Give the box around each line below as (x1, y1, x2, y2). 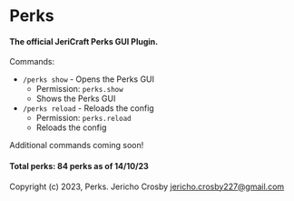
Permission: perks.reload (35, 113, 132, 124)
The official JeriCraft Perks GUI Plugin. (9, 35, 159, 46)
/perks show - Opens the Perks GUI (22, 74, 155, 85)
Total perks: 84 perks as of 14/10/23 (9, 160, 150, 171)
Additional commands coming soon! (9, 140, 144, 151)
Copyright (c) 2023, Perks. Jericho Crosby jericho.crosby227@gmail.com (9, 181, 285, 192)
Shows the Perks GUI (35, 93, 116, 105)
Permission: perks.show (35, 84, 124, 95)
